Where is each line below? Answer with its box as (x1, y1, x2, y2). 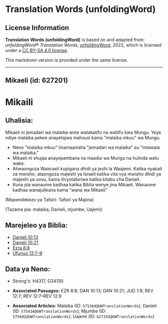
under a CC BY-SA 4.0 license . (5, 48, 68, 53)
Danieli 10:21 (12, 239, 38, 246)
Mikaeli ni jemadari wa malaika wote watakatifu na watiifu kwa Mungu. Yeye (5, 129, 161, 136)
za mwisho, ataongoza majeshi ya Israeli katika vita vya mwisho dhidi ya (12, 171, 161, 177)
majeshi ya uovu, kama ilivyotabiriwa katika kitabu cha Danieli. (12, 176, 141, 182)
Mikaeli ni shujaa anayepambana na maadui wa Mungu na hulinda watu (12, 155, 159, 161)
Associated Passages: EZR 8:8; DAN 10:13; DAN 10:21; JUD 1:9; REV (12, 288, 153, 294)
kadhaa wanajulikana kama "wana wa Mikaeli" (12, 187, 108, 193)
